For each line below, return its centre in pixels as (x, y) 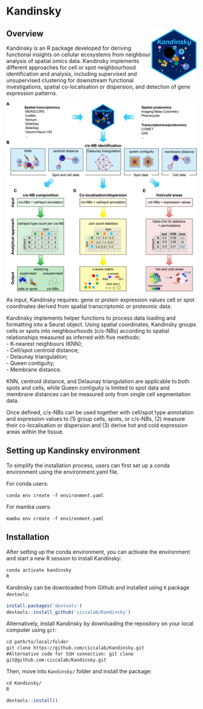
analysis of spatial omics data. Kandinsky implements (73, 61)
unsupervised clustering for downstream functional (70, 80)
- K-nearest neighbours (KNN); (44, 344)
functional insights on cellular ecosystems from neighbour (79, 55)
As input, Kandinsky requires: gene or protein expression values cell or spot (100, 300)
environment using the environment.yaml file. (63, 472)
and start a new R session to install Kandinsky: (64, 558)
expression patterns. (32, 93)
